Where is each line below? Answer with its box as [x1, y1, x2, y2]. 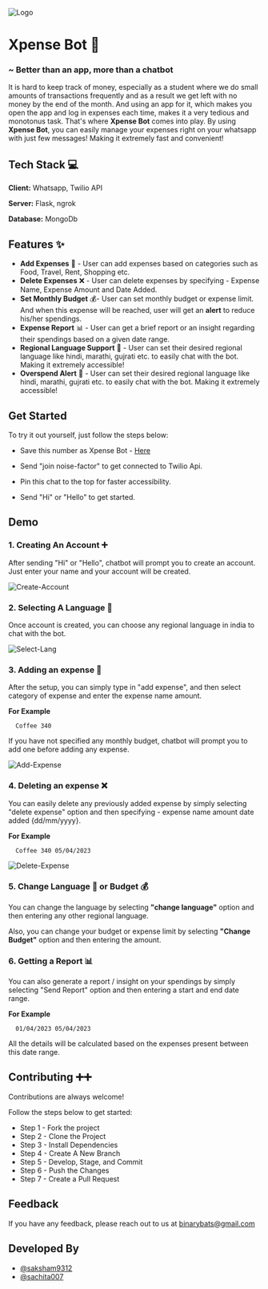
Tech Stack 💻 [8, 157, 79, 172]
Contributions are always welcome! [8, 1092, 125, 1101]
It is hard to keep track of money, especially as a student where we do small [8, 83, 258, 92]
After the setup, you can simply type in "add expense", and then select [8, 683, 242, 692]
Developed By [8, 1242, 80, 1255]
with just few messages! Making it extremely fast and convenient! [8, 133, 224, 144]
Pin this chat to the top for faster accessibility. [19, 476, 172, 486]
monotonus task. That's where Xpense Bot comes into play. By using [8, 116, 236, 126]
